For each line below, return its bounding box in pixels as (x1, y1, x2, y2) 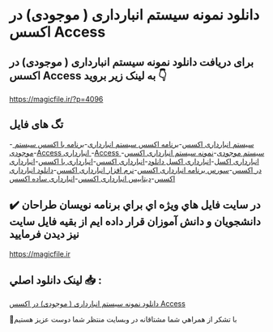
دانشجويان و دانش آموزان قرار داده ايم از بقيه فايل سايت (9, 215, 262, 228)
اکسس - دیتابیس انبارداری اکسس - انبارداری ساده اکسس (9, 173, 176, 183)
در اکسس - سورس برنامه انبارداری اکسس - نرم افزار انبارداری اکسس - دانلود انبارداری (9, 164, 262, 175)
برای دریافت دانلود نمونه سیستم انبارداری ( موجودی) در (9, 55, 254, 69)
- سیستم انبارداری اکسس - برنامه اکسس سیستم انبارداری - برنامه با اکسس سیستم (9, 139, 254, 149)
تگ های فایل (9, 117, 64, 131)
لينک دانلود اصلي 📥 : (9, 274, 102, 287)
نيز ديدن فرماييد (9, 228, 79, 241)
